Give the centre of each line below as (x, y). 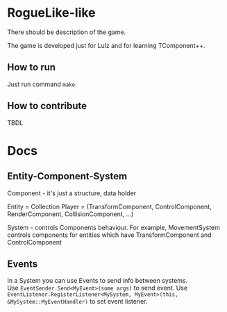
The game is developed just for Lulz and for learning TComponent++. (106, 45)
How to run (32, 67)
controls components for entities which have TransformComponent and (109, 235)
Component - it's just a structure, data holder (72, 193)
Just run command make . (42, 84)
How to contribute (47, 106)
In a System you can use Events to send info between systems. (98, 281)
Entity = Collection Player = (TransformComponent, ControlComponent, (109, 206)
